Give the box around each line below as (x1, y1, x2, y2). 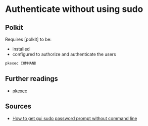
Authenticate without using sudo (5, 3, 144, 15)
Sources (5, 102, 32, 111)
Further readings (5, 74, 58, 83)
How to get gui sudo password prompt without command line (12, 115, 138, 121)
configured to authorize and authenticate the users (12, 51, 116, 57)
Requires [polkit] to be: (5, 36, 52, 42)
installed (12, 46, 30, 52)
